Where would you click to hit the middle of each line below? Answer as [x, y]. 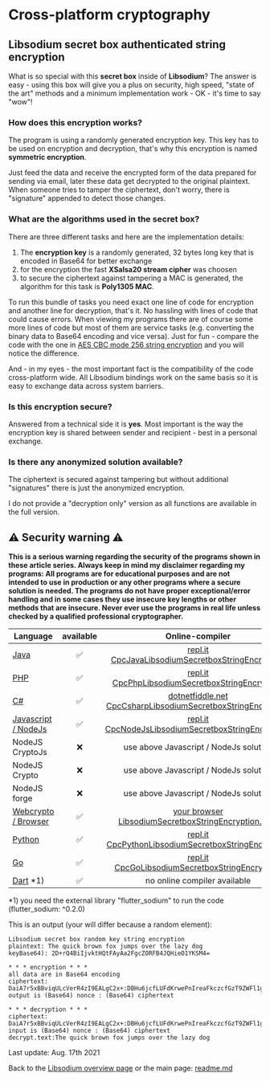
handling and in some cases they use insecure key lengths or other [123, 599]
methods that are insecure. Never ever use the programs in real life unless [135, 608]
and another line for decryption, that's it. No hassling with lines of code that [133, 310]
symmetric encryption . [47, 157]
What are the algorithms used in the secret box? [104, 219]
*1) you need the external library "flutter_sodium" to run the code [116, 900]
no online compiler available [198, 881]
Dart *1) [29, 881]
